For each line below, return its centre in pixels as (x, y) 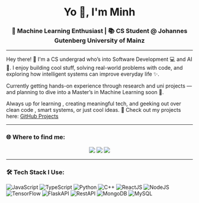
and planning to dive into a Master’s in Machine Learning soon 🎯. (85, 92)
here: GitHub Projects (32, 116)
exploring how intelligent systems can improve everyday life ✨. (83, 74)
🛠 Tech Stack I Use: (36, 172)
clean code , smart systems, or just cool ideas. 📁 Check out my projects (94, 110)
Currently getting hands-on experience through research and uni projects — (99, 86)
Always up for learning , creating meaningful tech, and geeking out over (94, 104)
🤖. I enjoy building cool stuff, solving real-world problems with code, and (94, 68)
